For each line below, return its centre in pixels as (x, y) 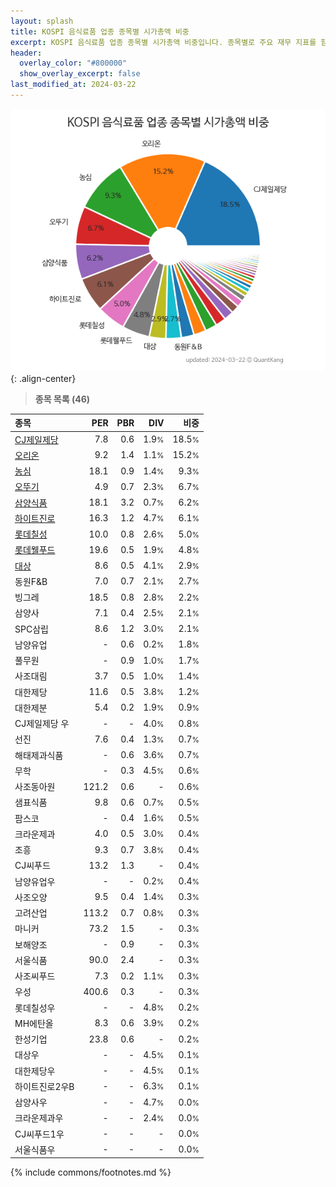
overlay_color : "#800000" (73, 63)
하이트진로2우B (44, 1086)
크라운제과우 (39, 1118)
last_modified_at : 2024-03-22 (73, 85)
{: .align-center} (43, 378)
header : (26, 53)
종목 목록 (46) (62, 399)
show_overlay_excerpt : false (80, 74)
